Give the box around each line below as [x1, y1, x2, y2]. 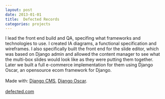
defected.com [5, 88, 34, 94]
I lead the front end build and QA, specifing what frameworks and [5, 35, 141, 41]
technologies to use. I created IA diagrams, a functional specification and [5, 41, 157, 47]
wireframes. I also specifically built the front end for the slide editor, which [5, 46, 159, 52]
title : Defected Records [5, 17, 59, 22]
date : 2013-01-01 [5, 12, 42, 17]
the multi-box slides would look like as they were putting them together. [5, 56, 153, 63]
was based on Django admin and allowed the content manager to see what [5, 51, 160, 57]
